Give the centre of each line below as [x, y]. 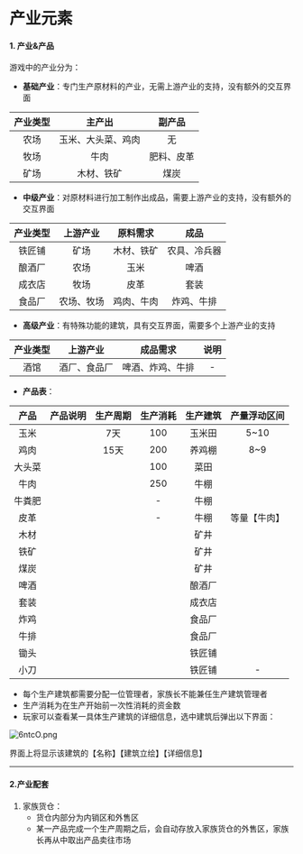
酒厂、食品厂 [87, 368]
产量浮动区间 [258, 416]
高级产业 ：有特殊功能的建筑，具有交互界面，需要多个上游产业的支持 [149, 326]
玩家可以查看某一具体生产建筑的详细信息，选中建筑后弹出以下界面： [149, 717]
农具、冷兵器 [195, 251]
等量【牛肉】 [258, 518]
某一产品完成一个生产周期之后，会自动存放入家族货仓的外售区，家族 [162, 828]
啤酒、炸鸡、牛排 [159, 368]
